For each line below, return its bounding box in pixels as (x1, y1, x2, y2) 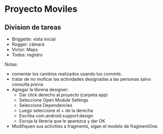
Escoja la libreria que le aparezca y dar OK (19, 118, 105, 124)
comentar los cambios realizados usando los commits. (11, 71, 123, 77)
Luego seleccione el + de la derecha (19, 107, 93, 113)
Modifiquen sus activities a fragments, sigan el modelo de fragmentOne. (11, 123, 159, 129)
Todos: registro (11, 52, 43, 58)
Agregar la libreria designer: (11, 87, 69, 92)
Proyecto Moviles (4, 3, 77, 15)
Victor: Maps (11, 47, 38, 52)
